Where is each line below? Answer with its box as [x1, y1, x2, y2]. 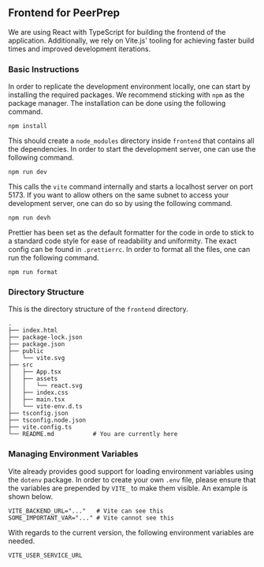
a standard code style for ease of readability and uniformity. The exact [8, 236, 237, 246]
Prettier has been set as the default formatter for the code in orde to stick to [8, 228, 255, 238]
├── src [8, 361, 34, 370]
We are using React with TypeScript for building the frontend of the [8, 27, 226, 36]
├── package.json [8, 340, 65, 348]
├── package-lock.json [8, 333, 83, 342]
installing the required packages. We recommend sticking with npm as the [8, 90, 245, 100]
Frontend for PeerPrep [8, 6, 121, 20]
